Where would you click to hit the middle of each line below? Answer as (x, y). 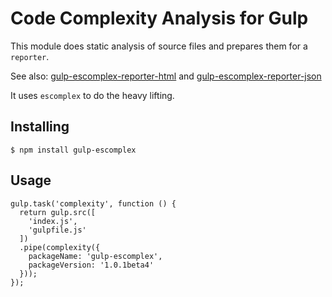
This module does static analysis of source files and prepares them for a (159, 46)
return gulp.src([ (58, 212)
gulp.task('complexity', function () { (93, 203)
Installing (40, 127)
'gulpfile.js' (57, 230)
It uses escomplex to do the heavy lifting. (92, 95)
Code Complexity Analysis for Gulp (159, 18)
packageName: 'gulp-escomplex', (95, 256)
